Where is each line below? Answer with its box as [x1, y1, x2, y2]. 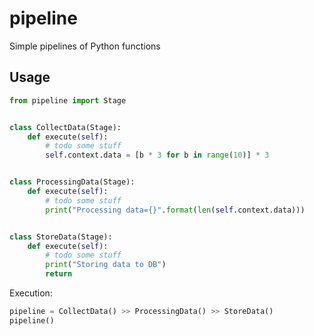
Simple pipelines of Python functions [9, 40, 161, 52]
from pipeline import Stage [9, 95, 127, 106]
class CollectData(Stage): [9, 122, 122, 132]
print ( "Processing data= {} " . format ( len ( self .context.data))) [45, 205, 306, 215]
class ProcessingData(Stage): [9, 177, 136, 187]
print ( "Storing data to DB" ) [45, 260, 167, 270]
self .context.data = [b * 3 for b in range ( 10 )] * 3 [45, 150, 270, 161]
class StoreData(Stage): [9, 232, 113, 242]
